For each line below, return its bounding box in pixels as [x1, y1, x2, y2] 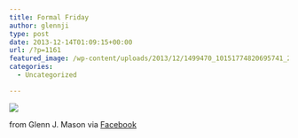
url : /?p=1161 [9, 46, 62, 55]
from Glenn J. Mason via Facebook [9, 119, 137, 129]
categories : [9, 63, 53, 72]
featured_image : [9, 54, 69, 63]
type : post [9, 29, 50, 38]
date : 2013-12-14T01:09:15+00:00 [9, 37, 133, 47]
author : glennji [9, 21, 69, 30]
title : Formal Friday [9, 12, 90, 22]
